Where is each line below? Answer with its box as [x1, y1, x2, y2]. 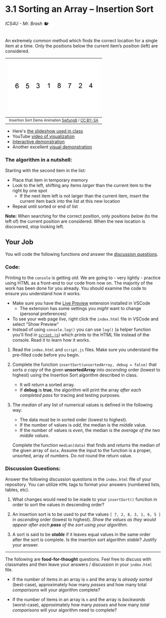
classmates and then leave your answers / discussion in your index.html [5, 561, 153, 567]
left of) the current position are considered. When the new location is [5, 218, 146, 224]
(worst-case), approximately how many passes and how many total [12, 602, 150, 608]
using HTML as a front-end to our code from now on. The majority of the [5, 280, 153, 286]
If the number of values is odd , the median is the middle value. [19, 422, 147, 428]
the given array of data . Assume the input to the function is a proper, [12, 447, 152, 453]
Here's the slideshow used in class [12, 128, 83, 134]
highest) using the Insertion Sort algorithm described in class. [12, 372, 138, 378]
